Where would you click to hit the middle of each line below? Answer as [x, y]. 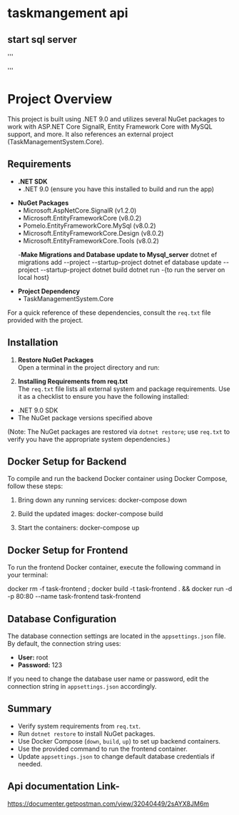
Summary [30, 709]
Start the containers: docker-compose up [78, 528]
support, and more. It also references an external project [90, 134]
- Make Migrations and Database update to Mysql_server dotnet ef [117, 254]
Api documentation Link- [63, 786]
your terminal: [28, 575]
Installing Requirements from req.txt [73, 381]
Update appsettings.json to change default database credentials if [116, 756]
